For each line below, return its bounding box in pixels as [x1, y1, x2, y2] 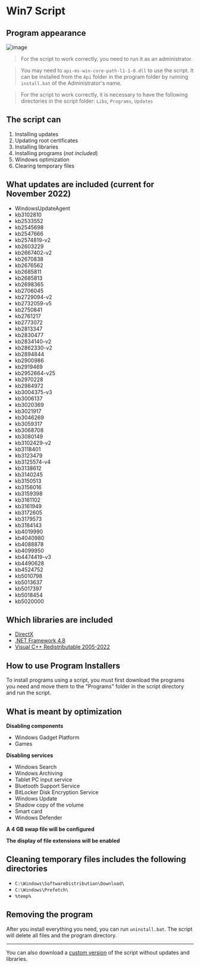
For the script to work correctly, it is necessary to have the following [20, 91, 188, 98]
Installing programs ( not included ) [14, 149, 98, 156]
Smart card [14, 808, 43, 815]
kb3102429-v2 [14, 439, 52, 446]
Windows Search [14, 764, 57, 771]
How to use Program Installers [6, 660, 121, 671]
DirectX [14, 631, 34, 638]
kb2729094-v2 [14, 294, 52, 301]
